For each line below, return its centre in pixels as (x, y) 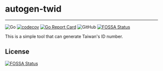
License (17, 52)
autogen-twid (33, 9)
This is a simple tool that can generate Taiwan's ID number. (64, 36)
